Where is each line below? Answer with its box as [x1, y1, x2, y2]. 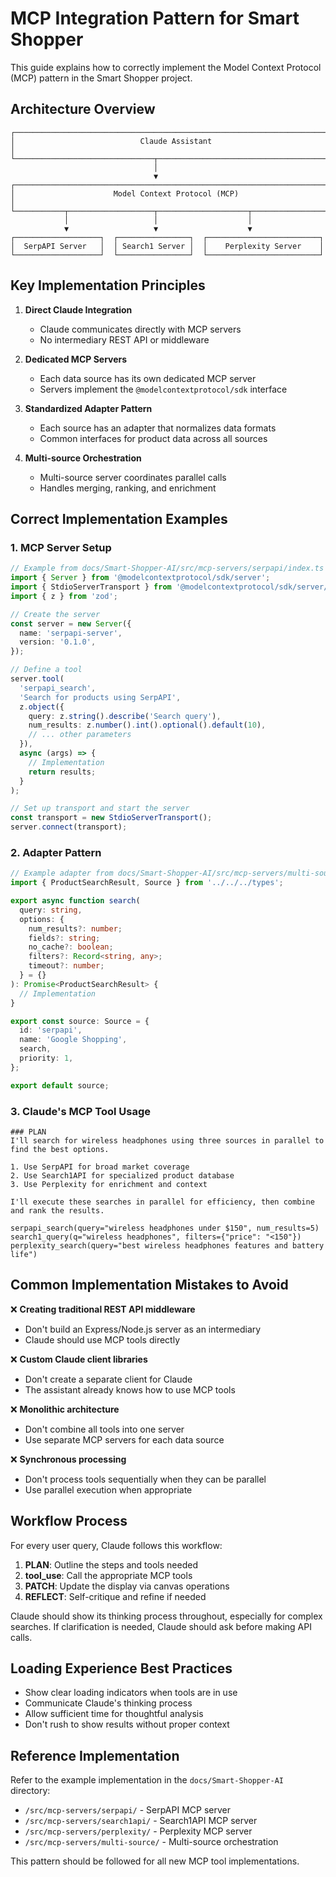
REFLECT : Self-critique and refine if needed [24, 1590, 207, 1602]
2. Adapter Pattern [10, 845, 102, 859]
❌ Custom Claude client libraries [10, 1353, 148, 1365]
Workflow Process [10, 1513, 128, 1530]
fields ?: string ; [28, 933, 101, 943]
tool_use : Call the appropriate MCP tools [24, 1569, 193, 1581]
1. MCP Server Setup [10, 540, 112, 554]
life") [10, 1249, 38, 1259]
